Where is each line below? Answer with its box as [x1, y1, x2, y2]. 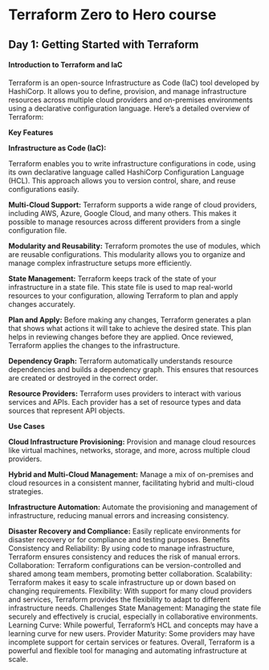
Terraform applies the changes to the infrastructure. [8, 340, 181, 350]
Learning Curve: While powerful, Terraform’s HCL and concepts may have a [8, 620, 259, 630]
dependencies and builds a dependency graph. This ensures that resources [8, 364, 259, 374]
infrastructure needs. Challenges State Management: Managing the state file [8, 603, 262, 612]
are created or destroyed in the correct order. [8, 373, 158, 382]
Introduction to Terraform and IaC [8, 60, 123, 70]
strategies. [8, 486, 44, 496]
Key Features [8, 127, 54, 137]
